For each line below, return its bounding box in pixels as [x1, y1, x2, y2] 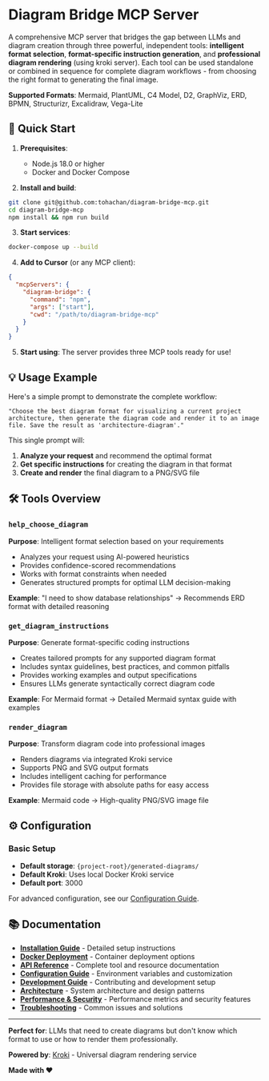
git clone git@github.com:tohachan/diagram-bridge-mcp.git [8, 198, 210, 206]
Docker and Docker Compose [31, 167, 130, 177]
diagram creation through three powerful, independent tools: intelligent [8, 40, 244, 50]
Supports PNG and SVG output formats [19, 763, 150, 772]
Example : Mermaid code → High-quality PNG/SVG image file [8, 796, 210, 805]
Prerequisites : [19, 143, 68, 153]
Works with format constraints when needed [19, 569, 167, 579]
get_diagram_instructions [8, 621, 110, 631]
